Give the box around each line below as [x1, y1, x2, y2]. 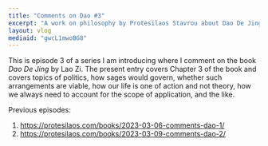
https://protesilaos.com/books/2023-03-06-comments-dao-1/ [19, 120, 225, 130]
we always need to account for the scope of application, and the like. [8, 89, 235, 100]
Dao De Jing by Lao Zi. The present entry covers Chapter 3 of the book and [8, 65, 257, 74]
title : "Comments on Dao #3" [8, 11, 105, 20]
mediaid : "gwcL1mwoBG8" [8, 34, 88, 42]
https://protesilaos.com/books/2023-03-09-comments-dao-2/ [19, 129, 226, 139]
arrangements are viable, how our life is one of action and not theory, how [8, 81, 251, 91]
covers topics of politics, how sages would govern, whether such [8, 73, 223, 82]
